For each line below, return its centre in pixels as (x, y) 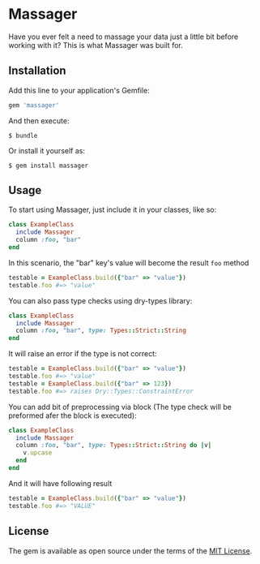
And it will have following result (60, 483)
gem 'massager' (34, 105)
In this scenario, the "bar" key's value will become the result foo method (129, 263)
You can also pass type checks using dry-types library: (100, 300)
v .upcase (38, 453)
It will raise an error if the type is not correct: (83, 354)
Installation (37, 71)
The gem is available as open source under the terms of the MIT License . (130, 551)
